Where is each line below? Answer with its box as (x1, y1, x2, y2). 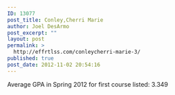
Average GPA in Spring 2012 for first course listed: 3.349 (7, 80, 168, 88)
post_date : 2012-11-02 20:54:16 (7, 61, 100, 68)
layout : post (7, 36, 45, 43)
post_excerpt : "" (7, 29, 57, 36)
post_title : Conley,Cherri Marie (7, 17, 104, 23)
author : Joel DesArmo (7, 23, 70, 30)
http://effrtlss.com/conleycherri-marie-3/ (13, 49, 140, 56)
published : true (7, 55, 54, 62)
